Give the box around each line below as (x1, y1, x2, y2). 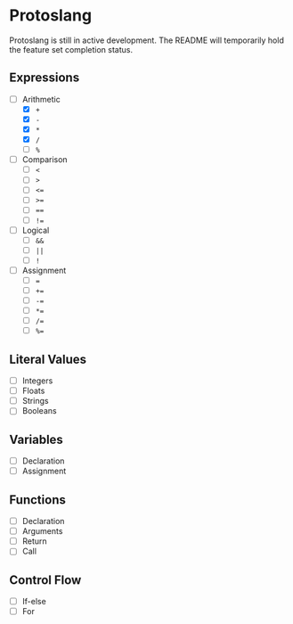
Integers (21, 375, 53, 386)
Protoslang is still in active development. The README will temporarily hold (9, 35, 285, 45)
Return (21, 536, 47, 546)
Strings (21, 396, 49, 406)
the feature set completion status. (9, 44, 134, 54)
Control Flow (9, 572, 82, 587)
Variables (9, 431, 64, 447)
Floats (21, 385, 45, 397)
